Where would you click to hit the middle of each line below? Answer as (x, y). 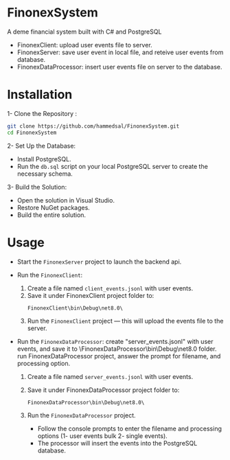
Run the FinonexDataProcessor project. (81, 415)
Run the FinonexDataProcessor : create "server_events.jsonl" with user (115, 341)
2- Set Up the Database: (42, 146)
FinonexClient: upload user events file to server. (84, 45)
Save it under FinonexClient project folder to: (91, 295)
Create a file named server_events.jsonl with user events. (110, 376)
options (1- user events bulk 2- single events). (103, 436)
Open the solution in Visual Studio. (66, 200)
